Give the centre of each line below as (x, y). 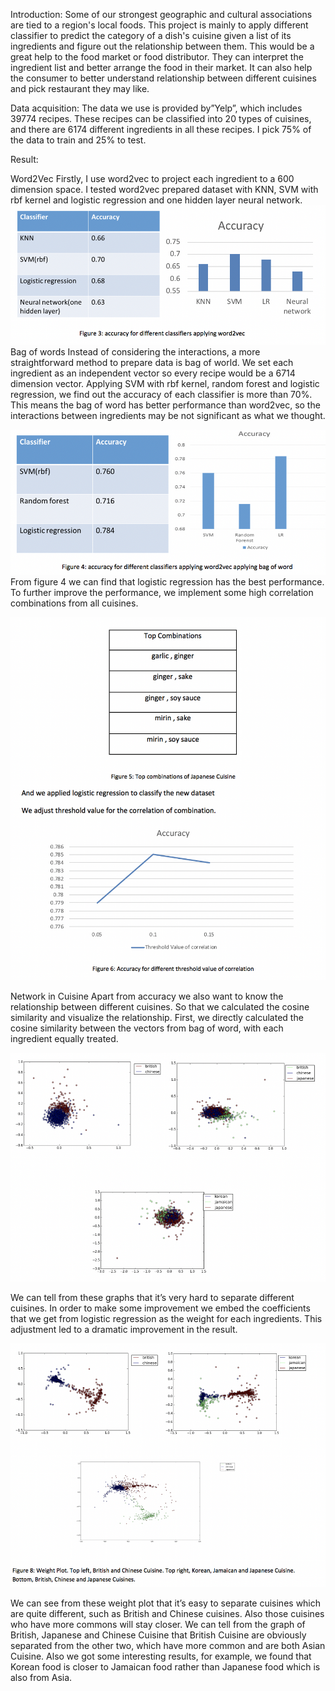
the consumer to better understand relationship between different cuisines (163, 78)
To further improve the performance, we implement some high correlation (162, 592)
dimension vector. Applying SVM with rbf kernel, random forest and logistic (165, 384)
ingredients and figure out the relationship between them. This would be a (162, 46)
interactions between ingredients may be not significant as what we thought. (168, 416)
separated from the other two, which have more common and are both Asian (168, 1645)
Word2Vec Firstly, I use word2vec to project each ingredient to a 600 (152, 178)
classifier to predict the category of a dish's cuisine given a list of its (151, 35)
